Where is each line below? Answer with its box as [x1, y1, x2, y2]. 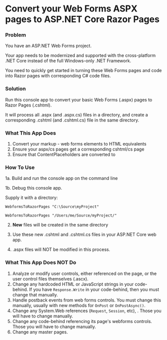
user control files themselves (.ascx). [12, 275, 89, 281]
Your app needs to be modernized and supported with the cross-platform [5, 52, 156, 58]
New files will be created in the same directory [12, 222, 108, 228]
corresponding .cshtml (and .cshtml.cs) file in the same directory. [5, 117, 140, 123]
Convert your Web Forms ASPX [5, 3, 138, 14]
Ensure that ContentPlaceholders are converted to [12, 151, 116, 157]
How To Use [5, 164, 35, 170]
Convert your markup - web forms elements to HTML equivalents [12, 141, 147, 147]
